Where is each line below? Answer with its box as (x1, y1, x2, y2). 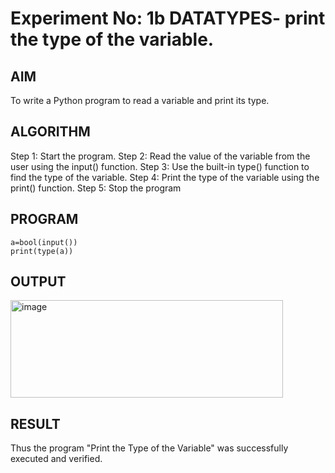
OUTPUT (10, 273, 67, 291)
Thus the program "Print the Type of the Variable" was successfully (10, 442, 289, 454)
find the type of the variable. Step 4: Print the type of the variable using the (10, 171, 320, 183)
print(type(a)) (10, 246, 74, 256)
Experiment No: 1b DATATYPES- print (10, 7, 326, 30)
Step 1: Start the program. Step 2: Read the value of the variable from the (10, 150, 311, 162)
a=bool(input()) (10, 237, 78, 247)
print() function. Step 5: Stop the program (10, 182, 182, 194)
